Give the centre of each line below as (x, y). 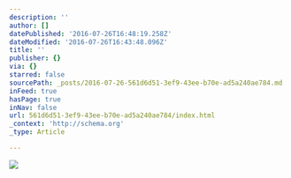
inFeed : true (33, 91)
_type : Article (37, 132)
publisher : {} (35, 58)
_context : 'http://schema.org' (67, 124)
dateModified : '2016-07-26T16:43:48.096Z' (88, 42)
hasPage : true (35, 99)
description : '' (39, 17)
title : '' (27, 50)
